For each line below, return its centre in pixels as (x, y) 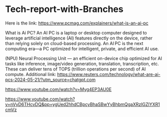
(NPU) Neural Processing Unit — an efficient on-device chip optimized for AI (84, 58)
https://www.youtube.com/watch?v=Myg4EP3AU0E (59, 89)
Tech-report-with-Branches (64, 9)
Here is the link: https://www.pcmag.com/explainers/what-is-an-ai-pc (77, 23)
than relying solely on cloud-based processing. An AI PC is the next (74, 43)
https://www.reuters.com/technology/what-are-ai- (109, 74)
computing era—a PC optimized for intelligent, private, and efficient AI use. (82, 48)
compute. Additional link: (31, 74)
